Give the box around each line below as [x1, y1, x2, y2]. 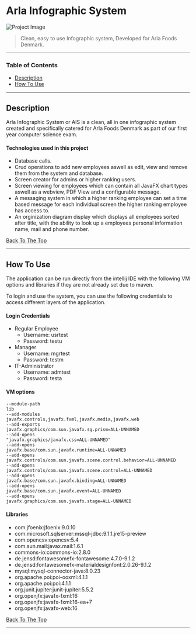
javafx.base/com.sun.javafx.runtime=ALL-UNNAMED [6, 447, 127, 453]
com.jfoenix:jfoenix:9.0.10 [14, 523, 76, 530]
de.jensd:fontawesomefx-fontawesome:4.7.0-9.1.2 [14, 554, 135, 562]
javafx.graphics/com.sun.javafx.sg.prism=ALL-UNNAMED [6, 427, 140, 433]
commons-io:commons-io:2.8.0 [14, 549, 91, 556]
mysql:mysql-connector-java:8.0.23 [14, 567, 101, 574]
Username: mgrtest [23, 350, 70, 357]
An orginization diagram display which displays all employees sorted [14, 213, 179, 220]
